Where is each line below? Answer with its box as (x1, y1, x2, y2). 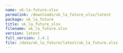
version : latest (5, 31, 40, 36)
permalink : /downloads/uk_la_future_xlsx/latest (5, 12, 111, 17)
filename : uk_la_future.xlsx (5, 26, 68, 31)
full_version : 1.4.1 (5, 36, 50, 41)
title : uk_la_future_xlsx (5, 21, 60, 27)
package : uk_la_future (5, 17, 54, 22)
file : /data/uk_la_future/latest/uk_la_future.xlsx (5, 40, 118, 45)
